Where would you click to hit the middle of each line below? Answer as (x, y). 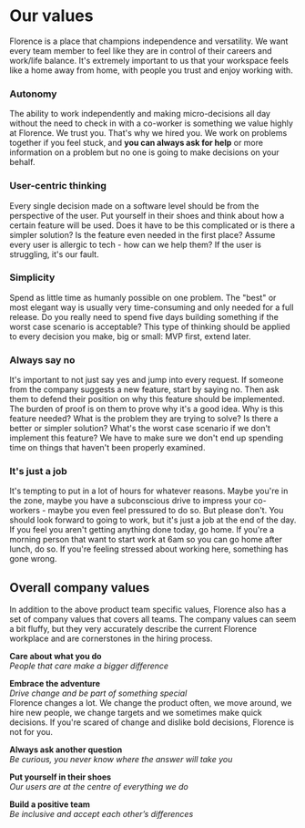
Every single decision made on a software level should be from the (134, 205)
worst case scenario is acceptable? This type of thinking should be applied (150, 326)
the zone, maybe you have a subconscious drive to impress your (131, 501)
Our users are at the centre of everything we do (99, 787)
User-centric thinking (58, 186)
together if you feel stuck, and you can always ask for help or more (137, 143)
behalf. (22, 162)
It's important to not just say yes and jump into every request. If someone (147, 380)
